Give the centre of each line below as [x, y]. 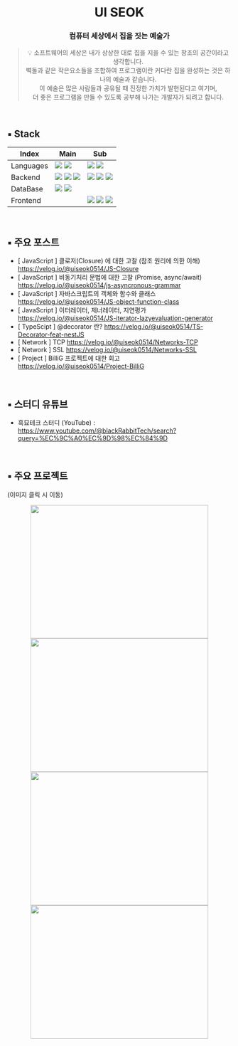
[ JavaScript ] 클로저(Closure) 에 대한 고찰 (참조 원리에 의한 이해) [109, 261]
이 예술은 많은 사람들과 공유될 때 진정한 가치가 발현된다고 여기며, [128, 88]
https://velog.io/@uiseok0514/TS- [154, 327]
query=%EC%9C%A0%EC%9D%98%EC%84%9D [93, 438]
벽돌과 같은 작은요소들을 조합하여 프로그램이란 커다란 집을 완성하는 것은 [125, 70]
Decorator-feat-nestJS [51, 334]
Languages [29, 166]
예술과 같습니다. [135, 80]
